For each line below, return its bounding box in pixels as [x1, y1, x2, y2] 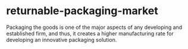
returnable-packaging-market [6, 4, 159, 18]
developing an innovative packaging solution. [6, 36, 117, 43]
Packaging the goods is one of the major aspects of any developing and [6, 24, 183, 31]
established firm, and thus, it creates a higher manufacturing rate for [6, 30, 174, 37]
